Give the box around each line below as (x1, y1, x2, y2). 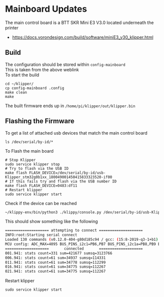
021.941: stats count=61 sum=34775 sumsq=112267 (5, 269, 106, 274)
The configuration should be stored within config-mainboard (5, 61, 125, 67)
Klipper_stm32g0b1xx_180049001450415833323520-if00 (5, 175, 112, 180)
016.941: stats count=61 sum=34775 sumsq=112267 (5, 264, 106, 270)
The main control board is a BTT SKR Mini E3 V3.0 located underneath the (5, 20, 154, 25)
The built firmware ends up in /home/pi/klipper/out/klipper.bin (5, 103, 136, 109)
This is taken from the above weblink (5, 67, 79, 72)
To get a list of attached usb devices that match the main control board (5, 130, 148, 136)
